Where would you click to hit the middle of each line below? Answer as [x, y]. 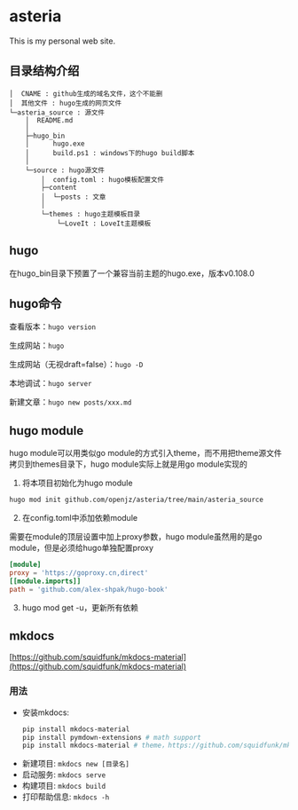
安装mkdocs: [45, 712]
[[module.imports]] [45, 581]
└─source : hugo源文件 [65, 170]
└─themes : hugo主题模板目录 [91, 214]
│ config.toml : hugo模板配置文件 [102, 179]
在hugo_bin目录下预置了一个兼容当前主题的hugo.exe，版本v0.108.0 [132, 273]
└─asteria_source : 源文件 [57, 113]
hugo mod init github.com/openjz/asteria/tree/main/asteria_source [137, 500]
